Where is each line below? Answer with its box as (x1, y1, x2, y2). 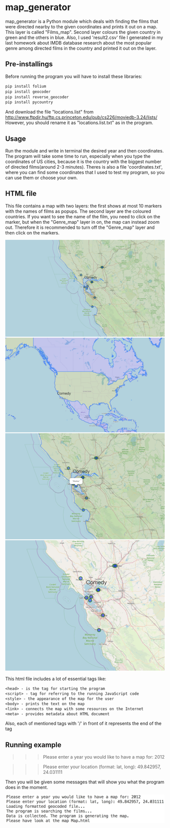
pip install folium (5, 84, 47, 89)
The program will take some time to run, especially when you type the (5, 153, 151, 160)
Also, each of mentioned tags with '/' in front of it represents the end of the (5, 721, 162, 727)
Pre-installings (5, 60, 53, 68)
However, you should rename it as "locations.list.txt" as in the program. (5, 120, 153, 126)
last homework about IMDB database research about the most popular (5, 40, 152, 46)
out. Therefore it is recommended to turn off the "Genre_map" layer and (5, 224, 155, 230)
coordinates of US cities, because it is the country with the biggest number (5, 159, 162, 165)
